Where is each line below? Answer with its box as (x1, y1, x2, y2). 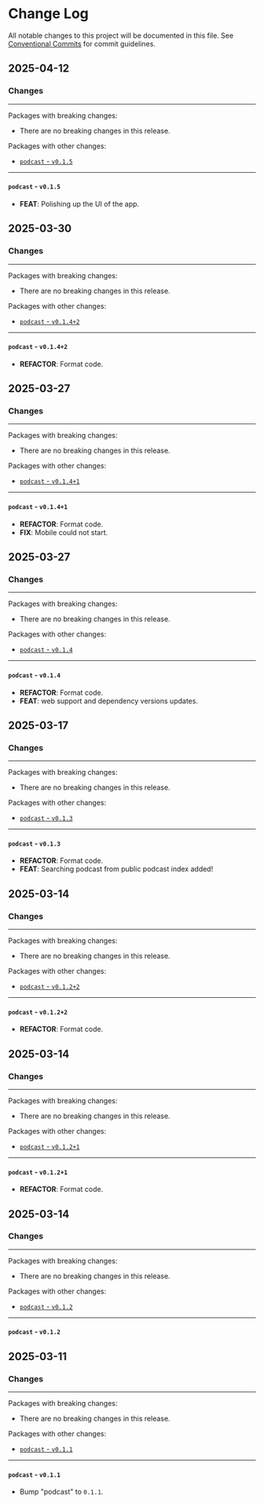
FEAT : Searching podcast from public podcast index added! (19, 864, 214, 874)
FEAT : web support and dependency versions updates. (19, 696, 199, 706)
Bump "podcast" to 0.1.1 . (19, 1487, 104, 1497)
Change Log (8, 5, 89, 23)
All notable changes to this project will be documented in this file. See (8, 31, 234, 40)
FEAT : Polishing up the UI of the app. (19, 199, 140, 208)
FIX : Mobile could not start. (19, 527, 108, 537)
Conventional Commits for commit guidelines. (8, 39, 156, 48)
